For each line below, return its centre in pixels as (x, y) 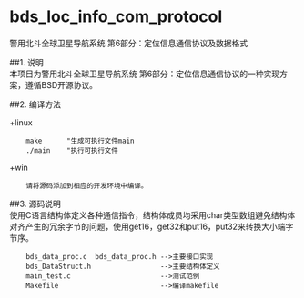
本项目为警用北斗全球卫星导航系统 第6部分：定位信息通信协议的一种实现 (145, 74)
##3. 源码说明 (35, 204)
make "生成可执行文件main (80, 141)
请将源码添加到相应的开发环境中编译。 (87, 185)
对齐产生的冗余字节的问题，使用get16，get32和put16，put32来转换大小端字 (152, 226)
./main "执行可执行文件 (72, 150)
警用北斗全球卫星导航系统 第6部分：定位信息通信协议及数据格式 (129, 43)
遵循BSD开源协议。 (61, 84)
